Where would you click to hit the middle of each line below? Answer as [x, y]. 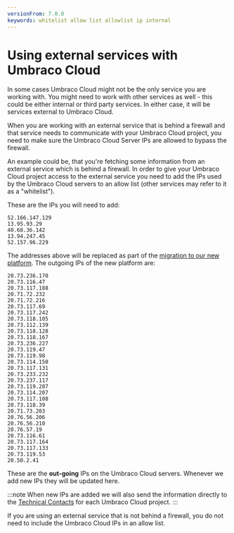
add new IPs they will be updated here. [64, 481]
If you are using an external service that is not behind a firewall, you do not [115, 516]
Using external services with [92, 55]
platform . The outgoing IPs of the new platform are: [82, 263]
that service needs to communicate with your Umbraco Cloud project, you [115, 133]
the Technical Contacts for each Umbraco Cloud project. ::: [92, 502]
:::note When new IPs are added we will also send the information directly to [117, 495]
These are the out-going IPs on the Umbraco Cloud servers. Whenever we [115, 474]
